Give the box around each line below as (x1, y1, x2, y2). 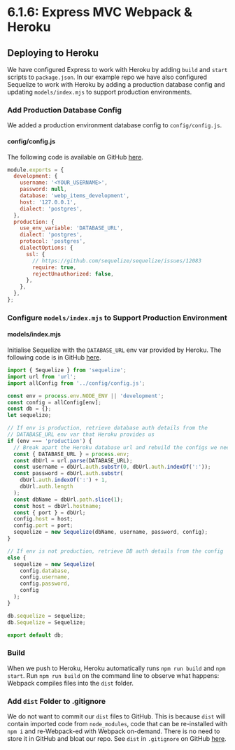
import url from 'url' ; (7, 373, 77, 380)
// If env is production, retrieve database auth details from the (7, 425, 208, 432)
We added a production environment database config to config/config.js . (7, 121, 222, 129)
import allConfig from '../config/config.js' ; (7, 379, 145, 387)
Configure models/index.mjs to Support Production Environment (7, 313, 227, 323)
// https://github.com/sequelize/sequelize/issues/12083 (32, 257, 201, 264)
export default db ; (7, 631, 64, 639)
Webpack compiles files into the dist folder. (7, 679, 134, 687)
